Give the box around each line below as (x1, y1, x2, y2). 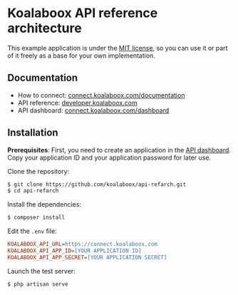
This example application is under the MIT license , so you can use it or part (7, 43, 228, 52)
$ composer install (7, 214, 66, 222)
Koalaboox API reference (7, 5, 158, 21)
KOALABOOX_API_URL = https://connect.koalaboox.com (7, 241, 158, 248)
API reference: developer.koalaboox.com (17, 98, 138, 107)
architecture (7, 20, 82, 36)
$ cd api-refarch (7, 187, 59, 195)
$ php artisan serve (7, 280, 69, 288)
